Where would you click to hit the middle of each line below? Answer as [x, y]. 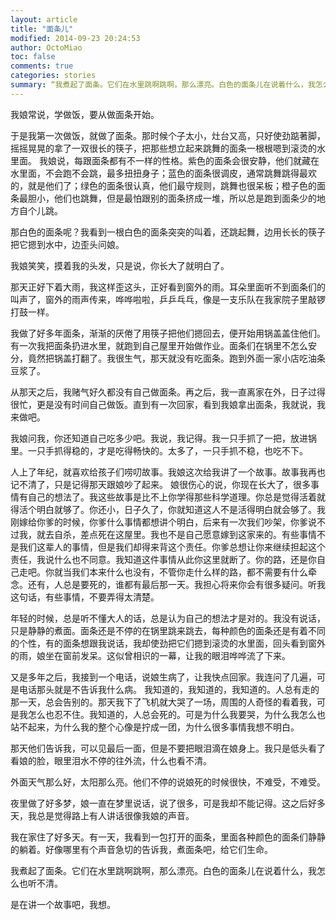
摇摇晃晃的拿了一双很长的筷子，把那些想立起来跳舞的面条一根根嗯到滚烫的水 [168, 148]
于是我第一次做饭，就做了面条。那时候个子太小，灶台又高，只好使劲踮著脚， [168, 135]
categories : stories [53, 76]
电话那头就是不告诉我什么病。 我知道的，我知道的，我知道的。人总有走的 [169, 689]
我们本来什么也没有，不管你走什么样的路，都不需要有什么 [189, 572]
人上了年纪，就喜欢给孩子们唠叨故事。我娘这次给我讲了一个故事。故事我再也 [168, 472]
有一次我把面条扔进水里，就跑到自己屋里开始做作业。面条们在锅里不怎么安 [163, 345]
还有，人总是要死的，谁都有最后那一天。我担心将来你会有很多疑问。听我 [176, 584]
